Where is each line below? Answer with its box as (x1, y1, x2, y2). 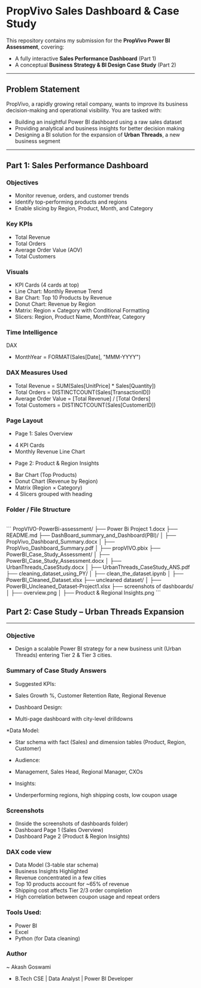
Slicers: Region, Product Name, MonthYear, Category (14, 314, 145, 321)
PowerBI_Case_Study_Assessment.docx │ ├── (6, 557, 121, 565)
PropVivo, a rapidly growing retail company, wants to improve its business (6, 100, 188, 108)
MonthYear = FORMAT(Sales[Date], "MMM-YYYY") (14, 353, 141, 361)
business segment (14, 137, 60, 145)
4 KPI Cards (14, 441, 45, 449)
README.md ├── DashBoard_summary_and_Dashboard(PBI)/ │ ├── (6, 532, 176, 539)
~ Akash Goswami (6, 963, 51, 971)
